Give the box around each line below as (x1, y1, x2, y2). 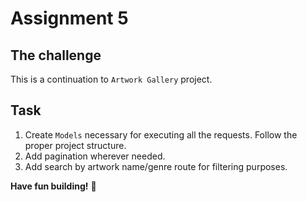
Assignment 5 (10, 7, 129, 30)
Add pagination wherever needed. (24, 150, 166, 162)
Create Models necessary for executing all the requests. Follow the (24, 128, 298, 141)
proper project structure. (24, 139, 127, 151)
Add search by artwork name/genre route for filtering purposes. (24, 160, 288, 172)
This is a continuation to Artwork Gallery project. (10, 73, 213, 85)
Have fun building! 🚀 (10, 180, 97, 192)
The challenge (10, 47, 102, 64)
